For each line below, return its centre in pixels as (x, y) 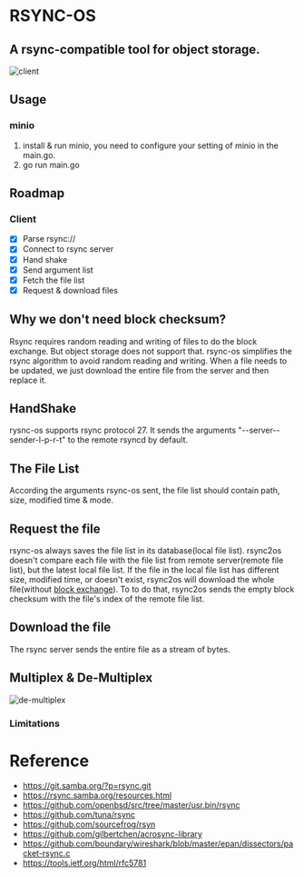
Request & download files (70, 290)
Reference (49, 761)
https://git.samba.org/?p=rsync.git (87, 786)
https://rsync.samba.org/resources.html (97, 795)
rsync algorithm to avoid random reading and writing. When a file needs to (148, 361)
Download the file (60, 628)
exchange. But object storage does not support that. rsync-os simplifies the (151, 351)
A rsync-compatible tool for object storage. (135, 50)
